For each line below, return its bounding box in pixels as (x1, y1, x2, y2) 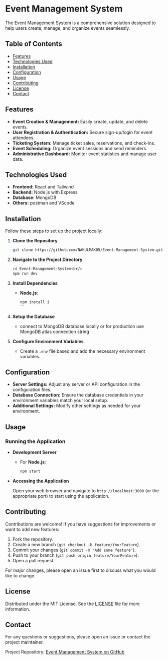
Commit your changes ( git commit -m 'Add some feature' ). (12, 547, 136, 553)
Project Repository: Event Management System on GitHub (5, 649, 125, 655)
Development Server (12, 449, 57, 455)
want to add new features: (5, 526, 59, 532)
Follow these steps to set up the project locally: (5, 228, 103, 234)
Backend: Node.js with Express (12, 189, 78, 195)
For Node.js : (20, 459, 46, 465)
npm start (20, 469, 41, 474)
